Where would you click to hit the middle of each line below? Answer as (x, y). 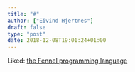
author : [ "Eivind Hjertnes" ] (50, 21)
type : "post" (27, 34)
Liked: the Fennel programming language (67, 61)
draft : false (27, 27)
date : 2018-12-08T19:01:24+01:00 (57, 41)
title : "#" (23, 14)
